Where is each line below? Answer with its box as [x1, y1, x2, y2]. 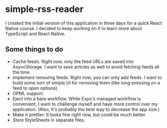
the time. [12, 69, 31, 75]
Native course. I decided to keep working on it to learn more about [5, 25, 142, 31]
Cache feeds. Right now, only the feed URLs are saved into [12, 58, 134, 64]
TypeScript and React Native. [5, 30, 66, 36]
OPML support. [12, 90, 44, 96]
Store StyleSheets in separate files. [12, 116, 85, 123]
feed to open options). [12, 85, 59, 91]
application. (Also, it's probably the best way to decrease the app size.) [12, 106, 160, 112]
